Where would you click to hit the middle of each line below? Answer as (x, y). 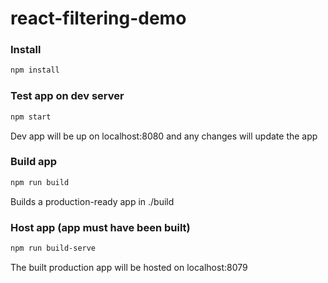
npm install (35, 70)
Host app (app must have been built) (100, 227)
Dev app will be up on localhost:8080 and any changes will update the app (164, 136)
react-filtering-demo (98, 18)
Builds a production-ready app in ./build (92, 201)
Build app (34, 162)
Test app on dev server (67, 96)
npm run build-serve (53, 248)
